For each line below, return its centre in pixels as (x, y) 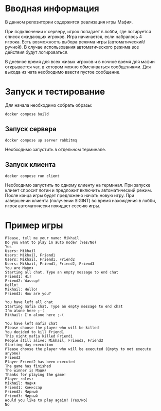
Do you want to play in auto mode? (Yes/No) (51, 243)
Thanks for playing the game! (36, 375)
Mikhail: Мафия (20, 383)
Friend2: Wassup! (23, 281)
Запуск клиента (30, 165)
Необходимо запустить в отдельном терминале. (55, 149)
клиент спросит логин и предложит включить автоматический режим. (79, 190)
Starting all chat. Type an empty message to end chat (62, 273)
